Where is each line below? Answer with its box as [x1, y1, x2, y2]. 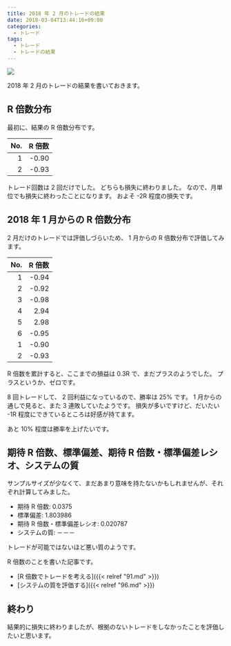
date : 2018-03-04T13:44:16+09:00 [7, 17, 103, 23]
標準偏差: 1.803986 [17, 511, 72, 520]
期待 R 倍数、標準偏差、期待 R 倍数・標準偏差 [7, 447, 200, 458]
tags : [7, 36, 23, 43]
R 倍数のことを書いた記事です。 [7, 558, 97, 566]
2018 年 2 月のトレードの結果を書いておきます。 [7, 81, 143, 90]
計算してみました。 [19, 488, 74, 496]
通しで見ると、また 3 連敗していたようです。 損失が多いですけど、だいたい [7, 401, 220, 409]
